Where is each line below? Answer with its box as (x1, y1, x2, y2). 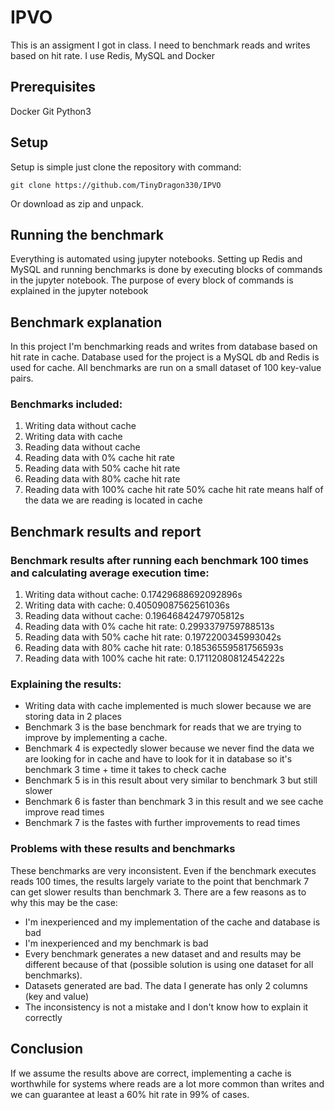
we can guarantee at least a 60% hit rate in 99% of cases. (10, 1088, 250, 1100)
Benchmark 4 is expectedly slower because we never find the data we (24, 742, 315, 755)
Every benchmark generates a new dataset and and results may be (24, 947, 302, 960)
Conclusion (10, 1041, 84, 1058)
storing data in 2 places (24, 711, 122, 723)
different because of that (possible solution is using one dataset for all (24, 958, 314, 970)
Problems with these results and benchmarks (10, 842, 236, 856)
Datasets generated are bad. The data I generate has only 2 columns (24, 979, 308, 991)
